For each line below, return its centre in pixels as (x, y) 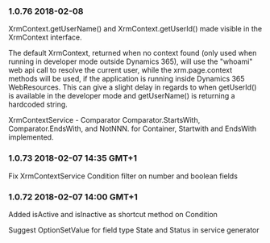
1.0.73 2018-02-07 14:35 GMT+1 (73, 158)
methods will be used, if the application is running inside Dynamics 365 (127, 79)
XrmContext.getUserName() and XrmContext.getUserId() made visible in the (135, 29)
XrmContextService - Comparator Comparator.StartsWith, (104, 120)
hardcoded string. (38, 105)
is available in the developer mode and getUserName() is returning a (122, 96)
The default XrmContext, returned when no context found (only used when (133, 53)
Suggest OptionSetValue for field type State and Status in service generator (134, 230)
